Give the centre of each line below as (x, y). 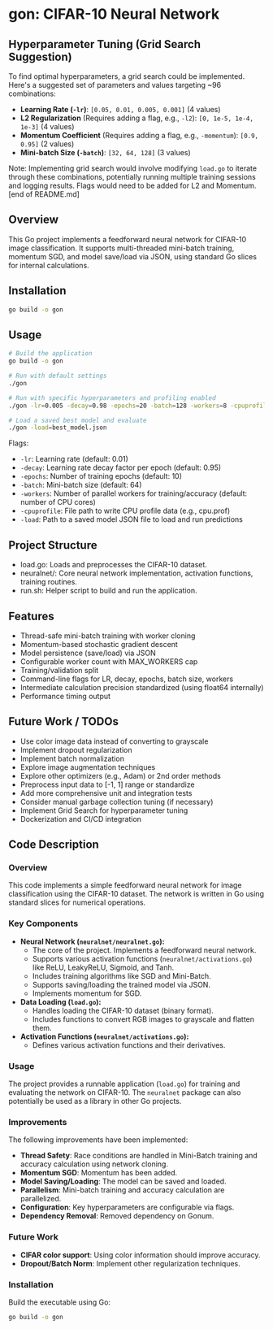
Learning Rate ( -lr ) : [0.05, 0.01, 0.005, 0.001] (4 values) (120, 109)
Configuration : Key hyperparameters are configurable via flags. (127, 1207)
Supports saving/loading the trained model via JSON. (121, 984)
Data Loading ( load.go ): (61, 1001)
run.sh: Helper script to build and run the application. (108, 591)
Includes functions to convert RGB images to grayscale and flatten (143, 1019)
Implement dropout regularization (76, 749)
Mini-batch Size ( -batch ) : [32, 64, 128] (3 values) (105, 152)
